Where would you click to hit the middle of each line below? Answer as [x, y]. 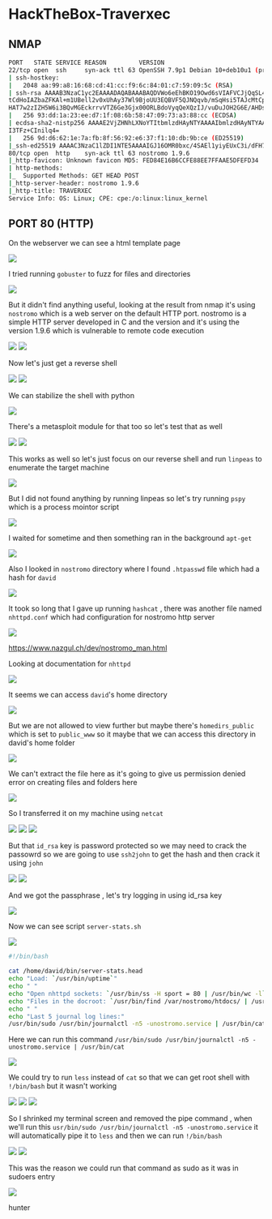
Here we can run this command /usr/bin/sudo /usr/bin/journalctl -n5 [129, 1040]
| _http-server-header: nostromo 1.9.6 [74, 183]
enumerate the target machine [59, 468]
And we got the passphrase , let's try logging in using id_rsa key [115, 895]
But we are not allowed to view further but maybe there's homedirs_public [132, 726]
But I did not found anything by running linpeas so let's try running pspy [127, 499]
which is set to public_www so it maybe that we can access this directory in [132, 734]
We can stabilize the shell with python [72, 396]
